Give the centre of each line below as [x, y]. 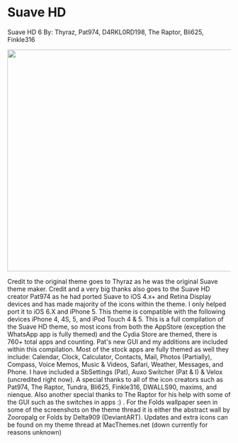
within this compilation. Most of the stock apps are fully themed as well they [118, 349]
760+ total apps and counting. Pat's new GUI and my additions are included [118, 341]
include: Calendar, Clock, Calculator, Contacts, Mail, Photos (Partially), [110, 356]
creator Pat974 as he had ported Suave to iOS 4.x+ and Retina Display [109, 296]
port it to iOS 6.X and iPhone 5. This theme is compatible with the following [117, 311]
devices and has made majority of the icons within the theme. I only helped [117, 304]
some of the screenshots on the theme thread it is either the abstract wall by [119, 410]
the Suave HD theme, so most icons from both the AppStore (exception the [117, 327]
